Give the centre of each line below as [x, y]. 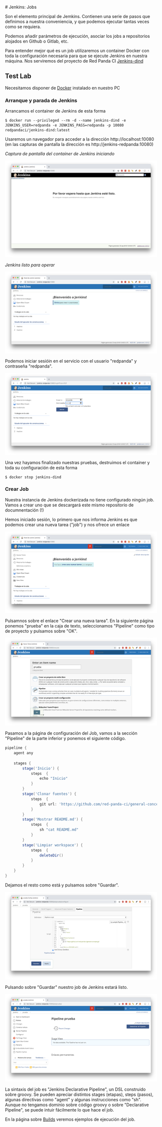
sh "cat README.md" [59, 830]
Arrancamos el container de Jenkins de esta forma [55, 111]
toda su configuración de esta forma [41, 467]
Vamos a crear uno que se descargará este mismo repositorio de [69, 505]
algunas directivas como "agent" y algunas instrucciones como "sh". [73, 1099]
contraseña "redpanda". [29, 366]
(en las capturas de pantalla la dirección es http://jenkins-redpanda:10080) [79, 145]
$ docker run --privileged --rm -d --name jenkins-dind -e [66, 121]
